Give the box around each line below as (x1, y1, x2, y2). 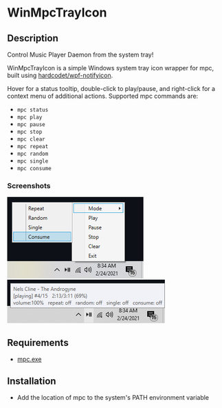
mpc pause (16, 121, 46, 128)
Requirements (7, 336, 69, 349)
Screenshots (7, 181, 51, 190)
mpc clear (16, 136, 46, 143)
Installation (7, 375, 56, 387)
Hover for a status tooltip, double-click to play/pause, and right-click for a (7, 85, 215, 92)
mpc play (16, 114, 43, 121)
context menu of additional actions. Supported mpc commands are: (7, 92, 199, 100)
